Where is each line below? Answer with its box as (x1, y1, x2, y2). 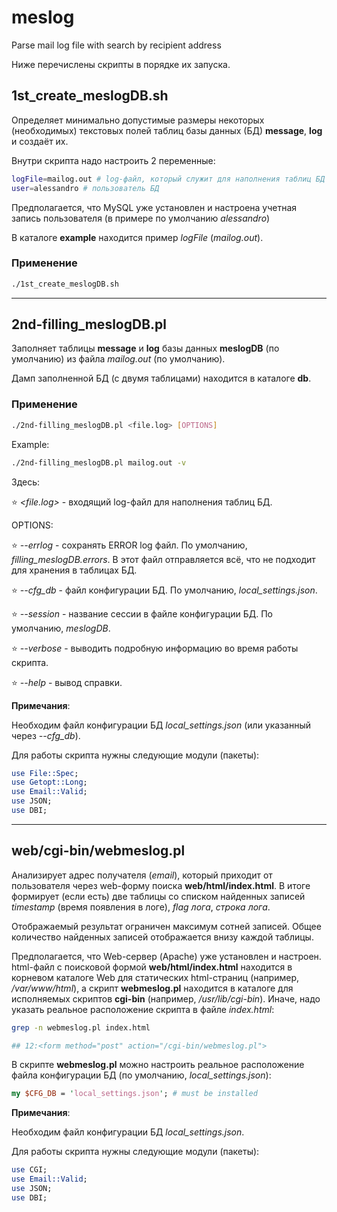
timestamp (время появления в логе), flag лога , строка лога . (11, 901, 271, 913)
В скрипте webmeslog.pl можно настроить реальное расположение (11, 1059, 305, 1071)
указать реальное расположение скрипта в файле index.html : (11, 1003, 275, 1015)
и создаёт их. (11, 135, 69, 147)
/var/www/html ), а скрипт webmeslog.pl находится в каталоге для (11, 982, 294, 994)
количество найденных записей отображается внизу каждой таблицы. (11, 931, 314, 943)
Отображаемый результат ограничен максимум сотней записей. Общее (11, 920, 322, 932)
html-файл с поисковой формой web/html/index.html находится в (11, 961, 293, 973)
